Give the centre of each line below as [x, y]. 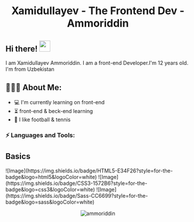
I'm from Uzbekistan [30, 69]
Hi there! [22, 49]
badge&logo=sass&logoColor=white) [50, 202]
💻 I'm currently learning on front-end [59, 102]
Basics [18, 156]
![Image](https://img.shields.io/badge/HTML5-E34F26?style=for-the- [89, 170]
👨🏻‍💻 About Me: [34, 87]
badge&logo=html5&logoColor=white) [51, 177]
